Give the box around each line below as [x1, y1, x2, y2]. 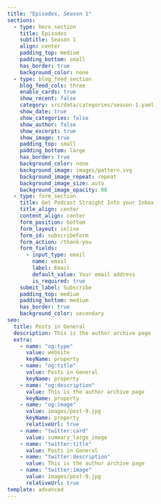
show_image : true [20, 134, 70, 141]
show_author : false [20, 121, 77, 128]
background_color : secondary [20, 310, 105, 318]
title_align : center [20, 206, 79, 213]
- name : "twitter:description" [20, 454, 111, 461]
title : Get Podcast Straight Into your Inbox [20, 199, 155, 207]
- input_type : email [25, 252, 86, 259]
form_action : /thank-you [20, 238, 92, 245]
